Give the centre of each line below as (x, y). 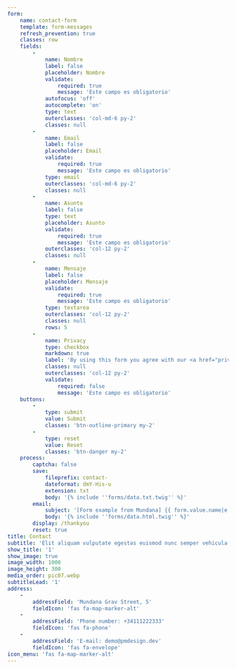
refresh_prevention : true (58, 33)
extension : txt (67, 491)
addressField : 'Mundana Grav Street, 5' (92, 602)
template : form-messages (56, 27)
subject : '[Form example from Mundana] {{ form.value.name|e (136, 510)
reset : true (50, 530)
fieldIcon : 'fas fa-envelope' (77, 647)
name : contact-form (48, 20)
